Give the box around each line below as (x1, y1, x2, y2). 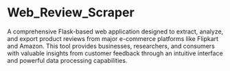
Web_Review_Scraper (7, 5, 135, 20)
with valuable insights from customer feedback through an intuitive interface (7, 49, 223, 57)
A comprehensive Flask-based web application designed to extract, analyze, (7, 27, 224, 35)
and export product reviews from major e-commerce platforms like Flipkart (7, 34, 218, 42)
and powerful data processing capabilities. (7, 56, 128, 64)
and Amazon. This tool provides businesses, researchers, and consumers (7, 42, 215, 50)
